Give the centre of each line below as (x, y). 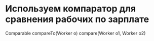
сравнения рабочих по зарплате (77, 19)
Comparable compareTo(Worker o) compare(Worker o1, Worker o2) (75, 33)
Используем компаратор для (70, 9)
